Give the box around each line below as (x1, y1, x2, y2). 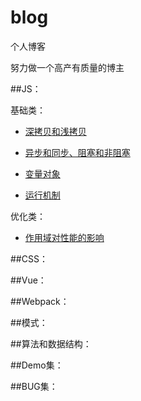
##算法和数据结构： (10, 337, 92, 350)
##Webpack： (10, 295, 70, 307)
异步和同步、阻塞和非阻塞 (24, 146, 131, 158)
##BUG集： (10, 380, 58, 392)
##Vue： (10, 274, 47, 286)
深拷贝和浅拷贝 (24, 125, 87, 137)
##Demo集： (10, 359, 64, 371)
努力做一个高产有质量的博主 (10, 61, 125, 73)
